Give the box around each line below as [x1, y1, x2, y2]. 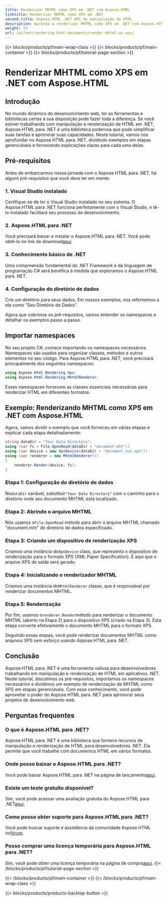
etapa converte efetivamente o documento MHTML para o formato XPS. [5, 622, 153, 628]
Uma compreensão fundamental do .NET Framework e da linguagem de [5, 262, 153, 268]
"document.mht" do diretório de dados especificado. [5, 525, 113, 531]
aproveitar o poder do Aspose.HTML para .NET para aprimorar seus [5, 691, 144, 698]
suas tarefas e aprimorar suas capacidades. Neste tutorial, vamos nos [5, 132, 149, 138]
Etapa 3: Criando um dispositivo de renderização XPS [5, 537, 137, 544]
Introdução [5, 97, 40, 106]
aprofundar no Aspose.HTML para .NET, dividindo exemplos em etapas [5, 137, 152, 143]
